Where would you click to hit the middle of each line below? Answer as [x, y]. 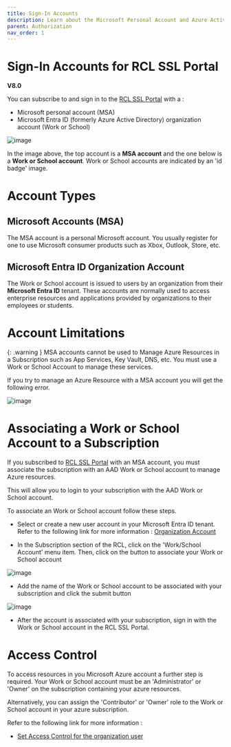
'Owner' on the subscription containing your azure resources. [94, 689]
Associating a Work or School [93, 429]
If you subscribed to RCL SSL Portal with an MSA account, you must [104, 462]
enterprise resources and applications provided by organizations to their [109, 298]
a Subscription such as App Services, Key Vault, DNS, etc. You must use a [112, 359]
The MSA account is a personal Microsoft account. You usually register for [112, 238]
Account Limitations [66, 333]
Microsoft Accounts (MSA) [66, 221]
